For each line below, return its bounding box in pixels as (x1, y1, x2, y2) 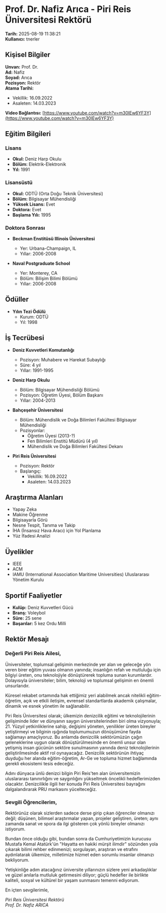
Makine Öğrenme (12, 512, 48, 518)
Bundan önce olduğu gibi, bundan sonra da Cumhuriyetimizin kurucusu (5, 836, 152, 842)
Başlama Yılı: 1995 (12, 212, 51, 218)
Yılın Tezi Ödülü (12, 308, 46, 314)
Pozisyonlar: (19, 427, 45, 433)
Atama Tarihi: (5, 85, 34, 91)
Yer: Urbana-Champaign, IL (19, 245, 76, 251)
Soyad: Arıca (5, 74, 32, 81)
